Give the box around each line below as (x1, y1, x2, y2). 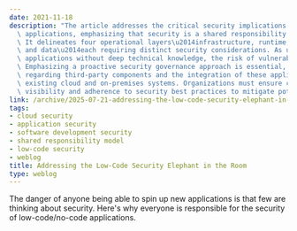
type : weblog (9, 169, 57, 178)
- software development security (9, 128, 133, 137)
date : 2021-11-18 (9, 12, 73, 22)
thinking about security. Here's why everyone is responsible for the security (9, 203, 286, 213)
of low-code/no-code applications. (9, 212, 137, 223)
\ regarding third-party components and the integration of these (17, 71, 267, 80)
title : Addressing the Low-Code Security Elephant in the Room (9, 161, 247, 170)
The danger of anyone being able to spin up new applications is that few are (9, 194, 286, 204)
